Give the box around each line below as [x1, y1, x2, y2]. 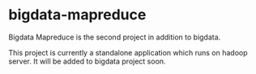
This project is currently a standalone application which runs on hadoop [8, 47, 248, 57]
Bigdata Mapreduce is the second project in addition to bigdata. [8, 32, 221, 42]
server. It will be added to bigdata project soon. [8, 56, 166, 66]
